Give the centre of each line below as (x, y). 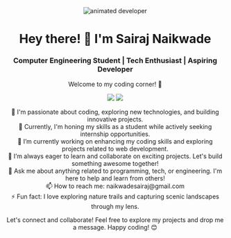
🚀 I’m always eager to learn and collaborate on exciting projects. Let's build (115, 156)
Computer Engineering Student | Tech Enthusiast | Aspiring (115, 60)
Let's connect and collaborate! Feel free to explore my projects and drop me (115, 220)
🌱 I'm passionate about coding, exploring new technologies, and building (115, 112)
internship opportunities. (115, 134)
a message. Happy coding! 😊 (115, 228)
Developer (115, 69)
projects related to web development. (115, 149)
